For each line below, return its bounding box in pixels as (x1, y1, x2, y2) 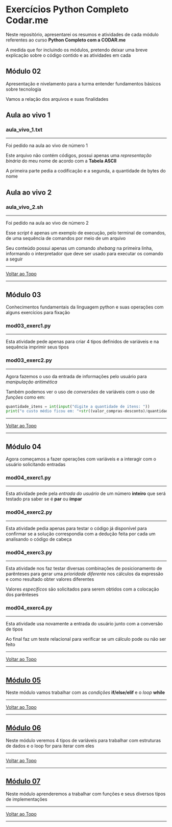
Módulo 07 (6, 777, 41, 786)
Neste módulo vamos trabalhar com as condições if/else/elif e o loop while (6, 689, 165, 695)
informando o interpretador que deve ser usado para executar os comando (6, 251, 163, 257)
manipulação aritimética (6, 379, 58, 385)
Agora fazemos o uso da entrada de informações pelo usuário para (6, 373, 147, 379)
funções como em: (6, 394, 45, 400)
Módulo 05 (6, 676, 41, 684)
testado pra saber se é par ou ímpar (6, 496, 82, 502)
